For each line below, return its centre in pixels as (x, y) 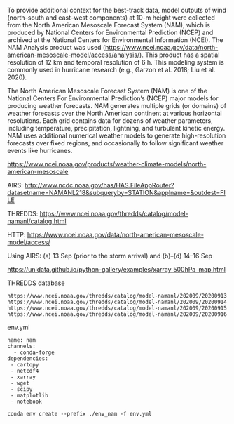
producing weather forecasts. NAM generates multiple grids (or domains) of (117, 106)
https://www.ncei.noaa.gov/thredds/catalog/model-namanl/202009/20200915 (117, 308)
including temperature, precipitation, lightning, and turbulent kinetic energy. (116, 128)
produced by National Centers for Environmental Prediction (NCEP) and (110, 32)
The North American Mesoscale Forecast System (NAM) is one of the (108, 91)
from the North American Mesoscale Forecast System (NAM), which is (109, 25)
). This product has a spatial (179, 55)
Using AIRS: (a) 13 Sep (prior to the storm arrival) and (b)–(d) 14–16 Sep (110, 256)
